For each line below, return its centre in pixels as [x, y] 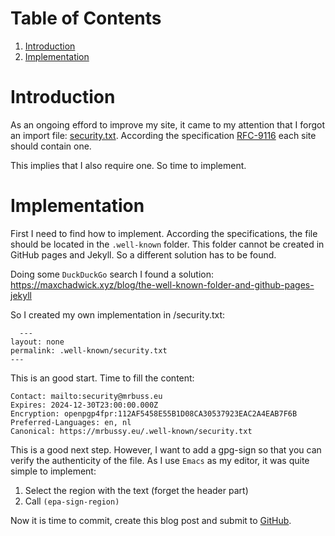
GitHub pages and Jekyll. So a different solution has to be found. [143, 254]
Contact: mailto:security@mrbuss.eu [86, 396]
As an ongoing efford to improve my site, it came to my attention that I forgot [167, 124]
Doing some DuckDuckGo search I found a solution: [112, 274]
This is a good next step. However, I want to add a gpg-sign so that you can [166, 449]
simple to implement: [53, 471]
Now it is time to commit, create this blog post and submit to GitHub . [151, 520]
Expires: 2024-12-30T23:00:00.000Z [84, 405]
